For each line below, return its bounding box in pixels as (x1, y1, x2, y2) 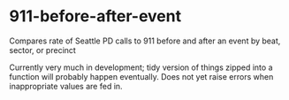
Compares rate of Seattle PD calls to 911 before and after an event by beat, (9, 35, 281, 46)
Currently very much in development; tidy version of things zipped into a (9, 62, 273, 73)
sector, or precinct (9, 44, 77, 55)
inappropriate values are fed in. (9, 81, 123, 91)
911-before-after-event (9, 6, 182, 27)
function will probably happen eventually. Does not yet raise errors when (9, 71, 274, 81)
